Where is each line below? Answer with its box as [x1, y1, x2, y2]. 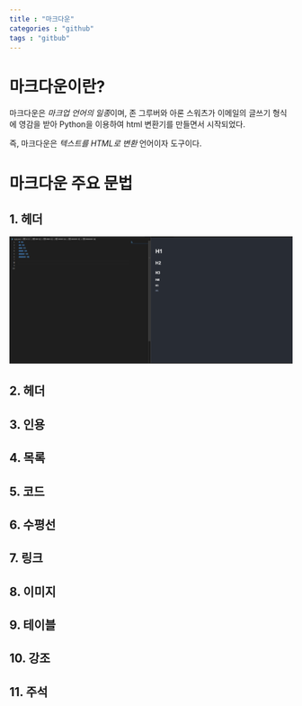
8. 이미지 [9, 584, 57, 599]
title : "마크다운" [9, 14, 75, 23]
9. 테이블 [9, 618, 57, 633]
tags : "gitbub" [9, 33, 70, 42]
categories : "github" [9, 23, 94, 33]
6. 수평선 [9, 517, 57, 532]
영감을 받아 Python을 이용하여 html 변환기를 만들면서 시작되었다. [18, 119, 245, 130]
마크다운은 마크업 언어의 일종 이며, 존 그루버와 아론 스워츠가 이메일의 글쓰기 [9, 108, 271, 119]
